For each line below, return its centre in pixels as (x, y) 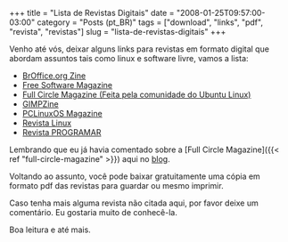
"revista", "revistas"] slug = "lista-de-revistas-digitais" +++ (118, 32)
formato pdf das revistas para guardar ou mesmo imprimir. (117, 186)
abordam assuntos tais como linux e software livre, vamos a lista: (129, 58)
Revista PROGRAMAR (62, 132)
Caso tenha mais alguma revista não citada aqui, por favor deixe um (134, 203)
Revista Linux (47, 123)
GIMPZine (41, 104)
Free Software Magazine (67, 85)
